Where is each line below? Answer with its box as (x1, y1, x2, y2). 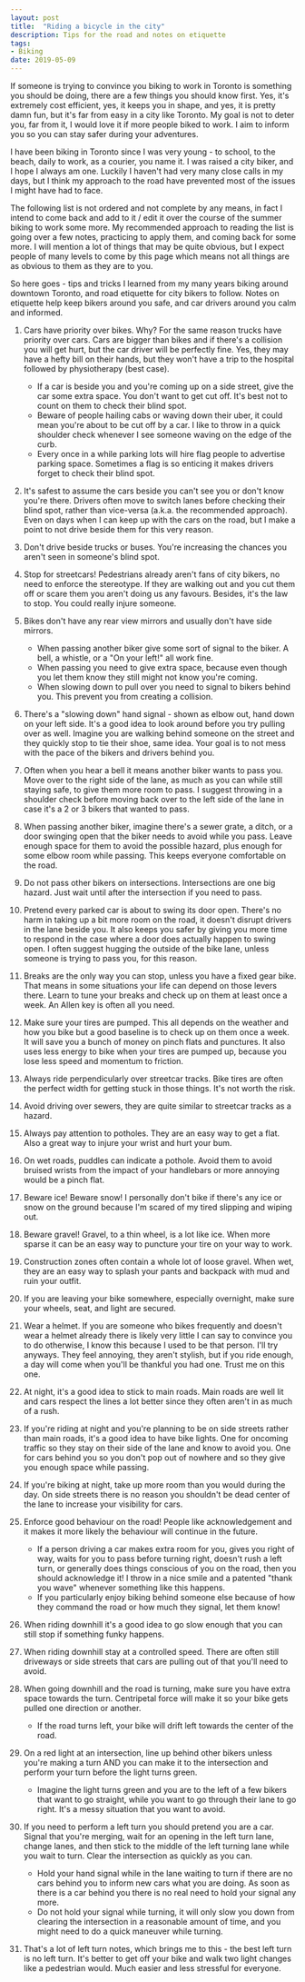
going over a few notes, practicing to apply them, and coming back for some (10, 232, 297, 242)
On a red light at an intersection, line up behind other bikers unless (23, 1748, 273, 1758)
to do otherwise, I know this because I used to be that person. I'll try (23, 1340, 279, 1350)
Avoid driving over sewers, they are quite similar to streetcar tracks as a (23, 1101, 291, 1111)
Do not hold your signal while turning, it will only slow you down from (36, 1907, 295, 1917)
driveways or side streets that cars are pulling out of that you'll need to (23, 1656, 289, 1667)
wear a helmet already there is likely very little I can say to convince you (23, 1330, 293, 1340)
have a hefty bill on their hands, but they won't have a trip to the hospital (23, 354, 294, 364)
